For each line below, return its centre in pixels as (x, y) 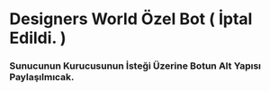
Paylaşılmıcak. (42, 78)
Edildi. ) (38, 38)
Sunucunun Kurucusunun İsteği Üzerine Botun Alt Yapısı (135, 66)
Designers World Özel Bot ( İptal (131, 19)
